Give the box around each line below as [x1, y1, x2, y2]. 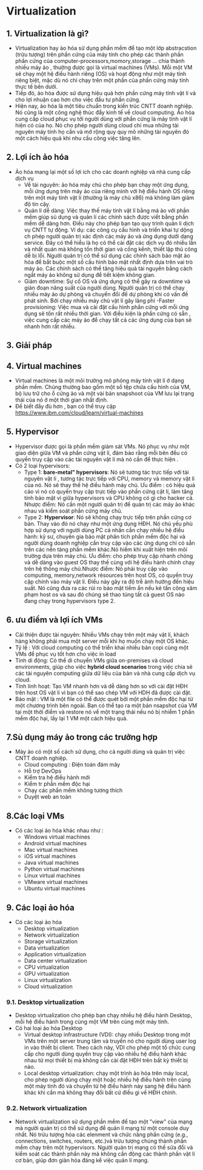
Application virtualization [24, 951, 87, 958]
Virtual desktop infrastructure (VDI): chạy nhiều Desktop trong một [24, 1031, 191, 1039]
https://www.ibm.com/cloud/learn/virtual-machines [15, 409, 144, 416]
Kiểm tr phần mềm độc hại [24, 780, 90, 788]
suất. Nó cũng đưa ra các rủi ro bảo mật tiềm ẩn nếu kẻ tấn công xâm [24, 584, 198, 591]
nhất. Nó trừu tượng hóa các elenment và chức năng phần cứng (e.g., [15, 1131, 188, 1138]
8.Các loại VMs [6, 811, 65, 821]
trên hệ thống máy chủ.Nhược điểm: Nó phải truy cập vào [24, 565, 168, 572]
